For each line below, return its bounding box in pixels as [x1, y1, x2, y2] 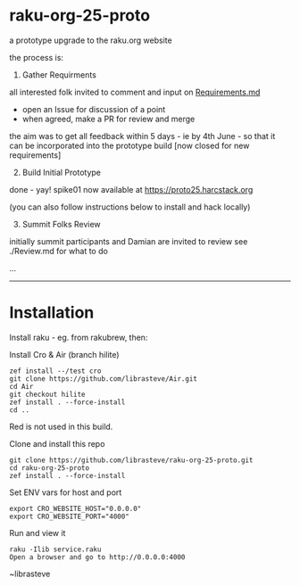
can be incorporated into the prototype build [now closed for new [9, 140, 250, 151]
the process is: [9, 52, 64, 62]
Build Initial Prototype [21, 167, 101, 177]
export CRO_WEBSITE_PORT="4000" [9, 512, 129, 521]
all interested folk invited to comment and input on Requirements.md [9, 87, 261, 97]
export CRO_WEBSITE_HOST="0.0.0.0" [9, 504, 142, 513]
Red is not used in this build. [9, 421, 113, 432]
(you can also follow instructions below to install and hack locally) [9, 202, 251, 212]
